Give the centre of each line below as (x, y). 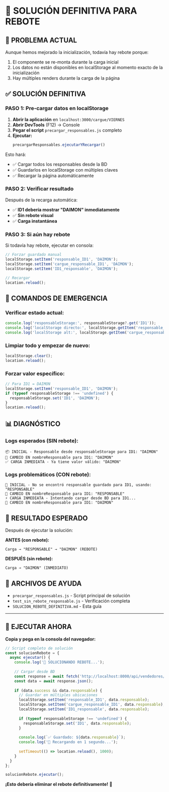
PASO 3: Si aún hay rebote (38, 234)
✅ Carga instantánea (35, 221)
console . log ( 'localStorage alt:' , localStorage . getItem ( (66, 332)
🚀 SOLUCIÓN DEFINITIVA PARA (71, 11)
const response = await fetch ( (47, 676)
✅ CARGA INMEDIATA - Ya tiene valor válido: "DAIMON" (63, 462)
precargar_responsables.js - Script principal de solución (71, 595)
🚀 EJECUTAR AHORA (38, 627)
